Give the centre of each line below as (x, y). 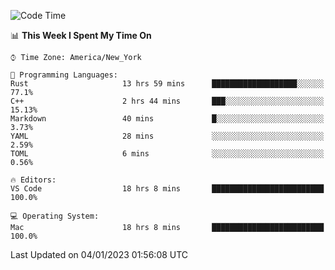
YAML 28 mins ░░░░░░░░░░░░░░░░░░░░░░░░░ (167, 136)
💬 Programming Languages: (64, 75)
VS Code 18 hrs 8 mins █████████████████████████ (167, 189)
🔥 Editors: (33, 180)
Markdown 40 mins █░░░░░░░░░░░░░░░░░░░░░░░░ (167, 119)
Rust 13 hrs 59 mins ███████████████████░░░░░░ (167, 84)
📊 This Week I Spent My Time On (81, 35)
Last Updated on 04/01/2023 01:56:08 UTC (99, 254)
